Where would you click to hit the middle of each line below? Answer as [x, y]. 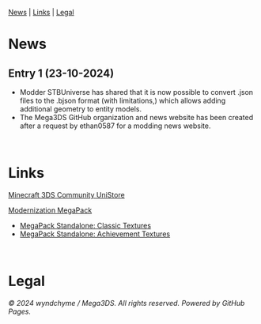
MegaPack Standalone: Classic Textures [85, 225]
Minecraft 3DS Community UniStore [66, 194]
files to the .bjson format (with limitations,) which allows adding [123, 100]
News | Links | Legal [41, 12]
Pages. [20, 311]
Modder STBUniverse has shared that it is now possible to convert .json [136, 92]
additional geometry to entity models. [81, 109]
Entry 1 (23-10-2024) [61, 73]
